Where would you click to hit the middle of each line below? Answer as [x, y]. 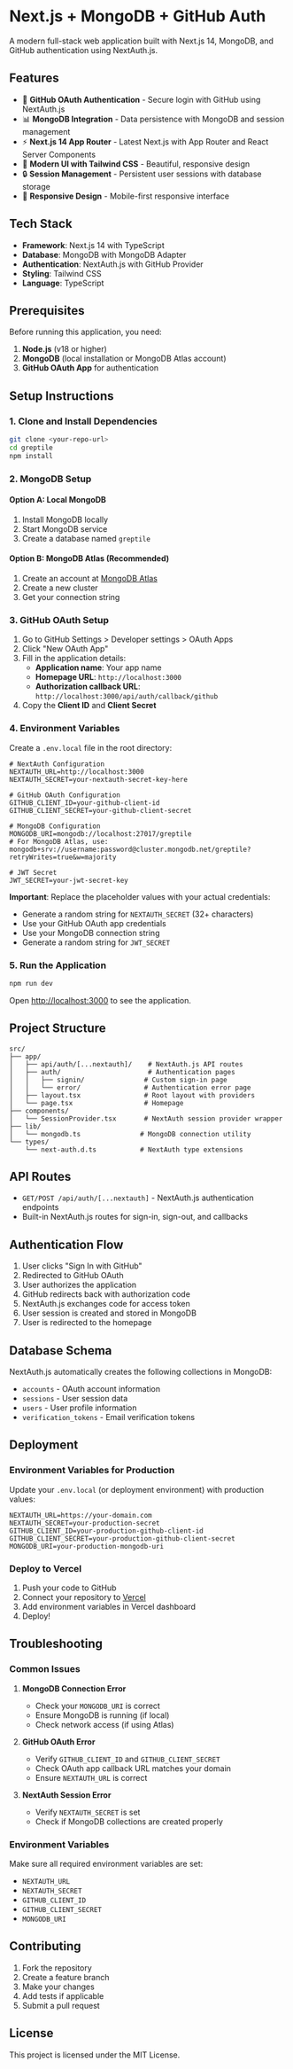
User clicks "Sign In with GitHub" [82, 1266]
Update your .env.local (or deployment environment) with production [137, 1489]
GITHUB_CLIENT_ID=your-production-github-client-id [106, 1531]
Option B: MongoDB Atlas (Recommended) [89, 558]
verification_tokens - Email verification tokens [108, 1417]
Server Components [58, 154]
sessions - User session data [75, 1399]
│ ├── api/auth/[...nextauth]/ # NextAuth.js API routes [126, 1064]
